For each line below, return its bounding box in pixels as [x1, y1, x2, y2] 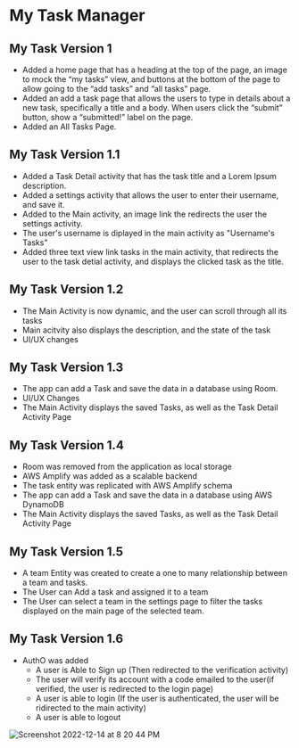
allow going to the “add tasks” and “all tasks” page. [21, 84, 212, 94]
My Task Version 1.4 [9, 438, 125, 453]
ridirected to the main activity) [35, 702, 147, 713]
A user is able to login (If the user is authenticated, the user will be [35, 693, 279, 703]
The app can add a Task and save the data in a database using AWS [21, 489, 273, 500]
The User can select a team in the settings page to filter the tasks [21, 596, 263, 607]
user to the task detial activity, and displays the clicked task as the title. [21, 256, 284, 267]
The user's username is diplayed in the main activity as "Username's [21, 227, 275, 238]
